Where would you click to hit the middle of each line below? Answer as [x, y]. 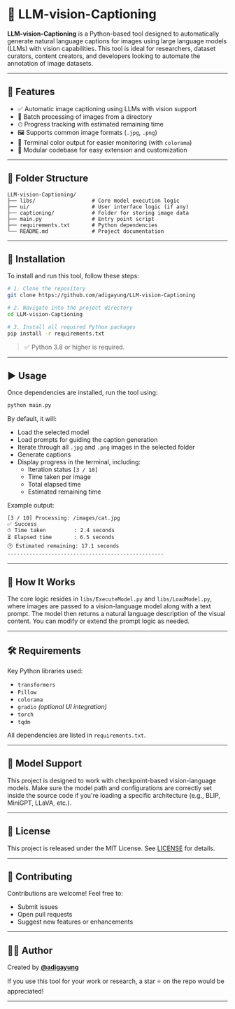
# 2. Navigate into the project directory [70, 308]
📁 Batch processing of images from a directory [85, 116]
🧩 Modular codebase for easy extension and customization [102, 150]
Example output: [31, 506]
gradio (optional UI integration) [62, 706]
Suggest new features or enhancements [75, 922]
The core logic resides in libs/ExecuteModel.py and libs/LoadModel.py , [109, 599]
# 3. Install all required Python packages [72, 327]
